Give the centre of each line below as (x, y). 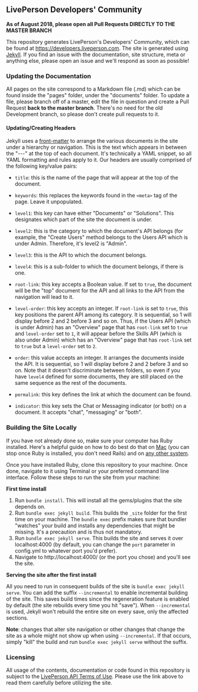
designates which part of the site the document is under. (83, 219)
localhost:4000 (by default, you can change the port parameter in (95, 544)
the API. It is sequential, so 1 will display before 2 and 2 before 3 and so (101, 364)
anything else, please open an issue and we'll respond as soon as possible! (98, 60)
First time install (26, 489)
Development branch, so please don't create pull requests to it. (83, 114)
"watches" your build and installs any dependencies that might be (95, 525)
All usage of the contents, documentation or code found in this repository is (98, 670)
